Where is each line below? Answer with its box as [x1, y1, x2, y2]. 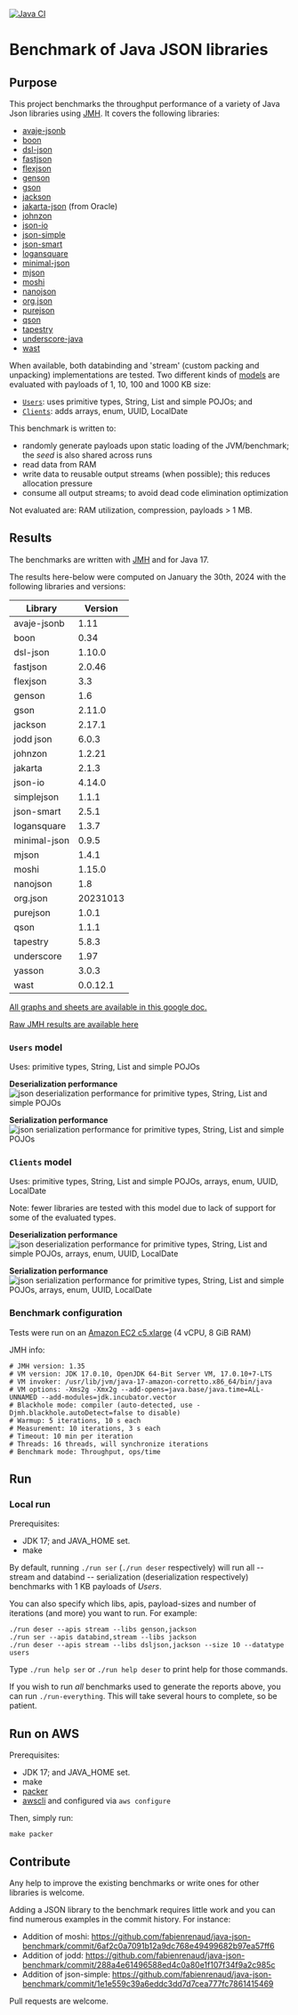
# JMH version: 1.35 [9, 1361, 86, 1370]
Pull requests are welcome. [9, 1995, 109, 2007]
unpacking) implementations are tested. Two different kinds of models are [9, 370, 280, 380]
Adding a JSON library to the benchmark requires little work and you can [9, 1905, 276, 1915]
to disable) [136, 1408, 181, 1418]
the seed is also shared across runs [21, 450, 153, 460]
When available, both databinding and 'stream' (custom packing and [9, 361, 260, 370]
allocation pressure [21, 478, 93, 489]
